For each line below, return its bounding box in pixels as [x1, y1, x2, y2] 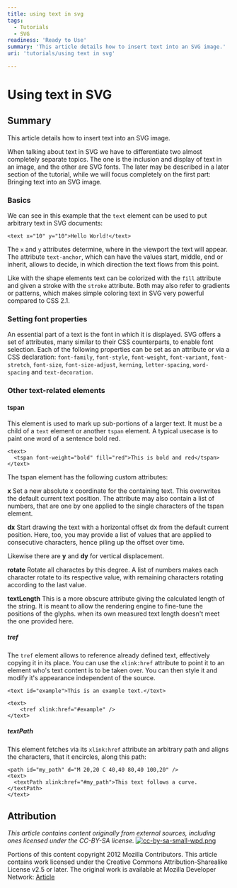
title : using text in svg [7, 10, 83, 18]
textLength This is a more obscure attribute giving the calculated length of [7, 594, 225, 603]
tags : [7, 17, 23, 24]
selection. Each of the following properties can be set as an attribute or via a [7, 345, 230, 354]
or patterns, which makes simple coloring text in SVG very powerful [7, 289, 204, 298]
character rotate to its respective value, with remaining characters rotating [7, 572, 224, 582]
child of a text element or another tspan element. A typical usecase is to [7, 426, 218, 435]
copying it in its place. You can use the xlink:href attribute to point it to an [7, 658, 225, 667]
